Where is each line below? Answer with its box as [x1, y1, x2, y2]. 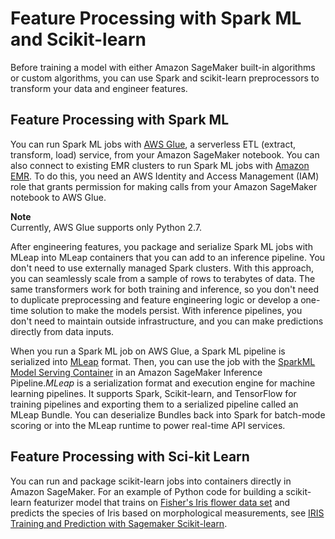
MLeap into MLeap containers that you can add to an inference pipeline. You [10, 251, 326, 263]
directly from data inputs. [10, 325, 115, 337]
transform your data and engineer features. [10, 82, 188, 94]
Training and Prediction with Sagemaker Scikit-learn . [10, 517, 228, 529]
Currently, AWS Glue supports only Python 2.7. [10, 221, 202, 233]
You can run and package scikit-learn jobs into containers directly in [10, 475, 292, 487]
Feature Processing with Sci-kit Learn [10, 448, 250, 466]
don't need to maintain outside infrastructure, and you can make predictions [10, 315, 324, 327]
